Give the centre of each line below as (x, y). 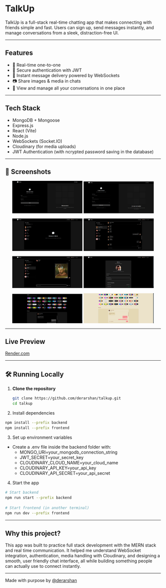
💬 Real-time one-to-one (36, 65)
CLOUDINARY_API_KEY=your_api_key (58, 468)
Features (19, 53)
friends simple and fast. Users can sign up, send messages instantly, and (80, 27)
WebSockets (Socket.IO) (37, 141)
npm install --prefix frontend (37, 428)
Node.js (20, 136)
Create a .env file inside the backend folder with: (62, 447)
